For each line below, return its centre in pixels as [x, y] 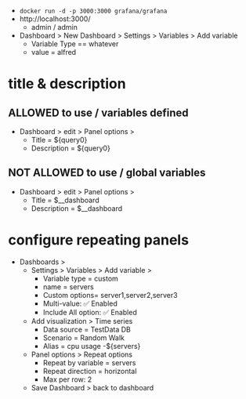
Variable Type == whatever [75, 44]
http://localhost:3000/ [55, 19]
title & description [67, 84]
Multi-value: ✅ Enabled [80, 303]
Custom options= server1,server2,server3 [110, 295]
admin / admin [54, 27]
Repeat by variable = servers [89, 362]
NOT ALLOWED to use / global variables [107, 173]
